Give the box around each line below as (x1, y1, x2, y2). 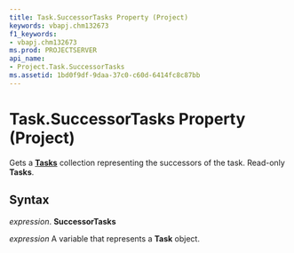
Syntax (9, 193, 50, 208)
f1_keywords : (9, 29, 58, 38)
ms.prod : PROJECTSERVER (9, 46, 98, 55)
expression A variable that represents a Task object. (9, 233, 200, 244)
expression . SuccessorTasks (9, 216, 117, 226)
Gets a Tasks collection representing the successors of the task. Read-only (9, 157, 286, 168)
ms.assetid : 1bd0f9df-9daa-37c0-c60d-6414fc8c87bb (9, 71, 201, 80)
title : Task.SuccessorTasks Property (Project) (9, 12, 189, 22)
